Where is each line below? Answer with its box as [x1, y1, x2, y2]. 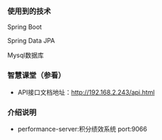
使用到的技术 [7, 6, 52, 16]
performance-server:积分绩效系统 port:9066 [17, 124, 147, 133]
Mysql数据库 [7, 51, 44, 59]
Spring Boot [7, 23, 42, 31]
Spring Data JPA [7, 37, 55, 45]
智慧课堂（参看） [7, 71, 66, 81]
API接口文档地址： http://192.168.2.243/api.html [17, 88, 155, 96]
